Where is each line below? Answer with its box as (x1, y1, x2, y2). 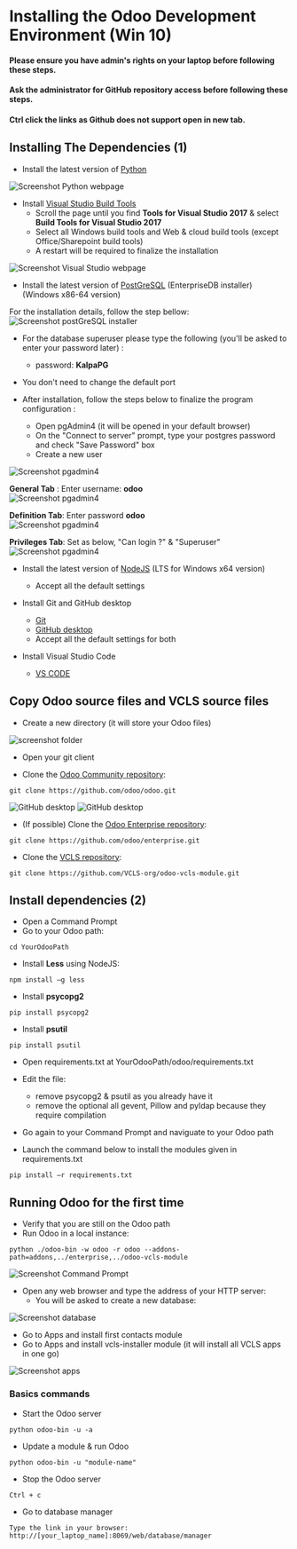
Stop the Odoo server (21, 1474, 102, 1484)
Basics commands (9, 1387, 90, 1400)
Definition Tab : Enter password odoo (9, 510, 145, 520)
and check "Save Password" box (35, 439, 155, 450)
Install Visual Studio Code (21, 651, 116, 661)
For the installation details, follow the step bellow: (9, 306, 190, 317)
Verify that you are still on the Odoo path (21, 1219, 171, 1229)
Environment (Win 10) (9, 25, 172, 45)
